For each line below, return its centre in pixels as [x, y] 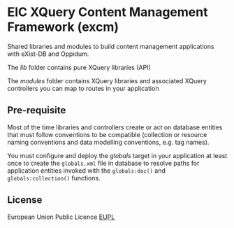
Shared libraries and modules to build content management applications [111, 46]
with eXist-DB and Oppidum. [48, 54]
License [25, 200]
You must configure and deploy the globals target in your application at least [117, 155]
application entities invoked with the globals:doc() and [87, 170]
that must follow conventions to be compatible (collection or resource [107, 134]
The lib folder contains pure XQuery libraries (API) [79, 67]
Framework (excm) [63, 27]
